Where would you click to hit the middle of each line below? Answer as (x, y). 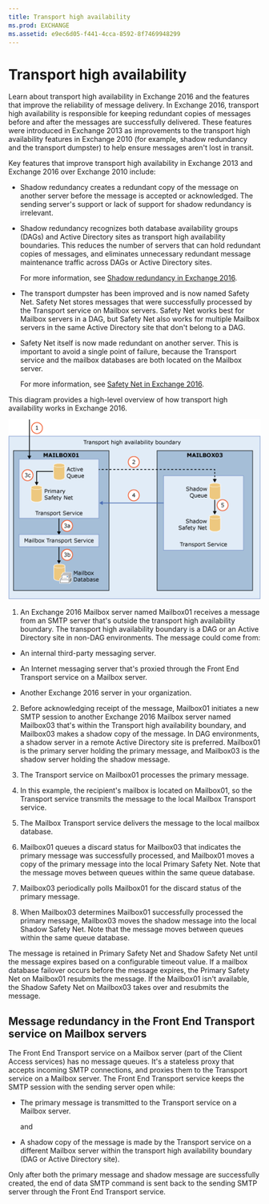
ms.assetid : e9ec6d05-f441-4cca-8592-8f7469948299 (94, 34)
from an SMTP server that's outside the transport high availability (127, 620)
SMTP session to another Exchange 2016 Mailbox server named (125, 717)
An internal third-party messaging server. (88, 653)
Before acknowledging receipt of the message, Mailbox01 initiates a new (139, 709)
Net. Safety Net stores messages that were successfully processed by (136, 302)
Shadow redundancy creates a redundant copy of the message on (129, 188)
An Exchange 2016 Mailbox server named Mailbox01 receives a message (140, 612)
